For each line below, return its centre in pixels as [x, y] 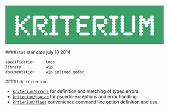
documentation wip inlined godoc [45, 72]
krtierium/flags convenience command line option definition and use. [86, 102]
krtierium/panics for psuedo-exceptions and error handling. [75, 97]
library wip [29, 67]
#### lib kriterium [26, 82]
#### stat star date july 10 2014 [38, 52]
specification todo [30, 62]
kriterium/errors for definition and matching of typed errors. [76, 91]
